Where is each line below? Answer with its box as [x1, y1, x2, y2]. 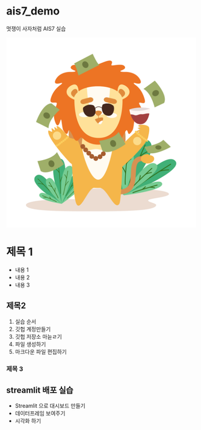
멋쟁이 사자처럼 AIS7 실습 [6, 25, 66, 32]
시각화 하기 [14, 417, 42, 425]
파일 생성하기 [14, 340, 46, 348]
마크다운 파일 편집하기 [14, 348, 67, 355]
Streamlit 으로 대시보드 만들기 [14, 402, 85, 409]
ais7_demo [6, 4, 60, 18]
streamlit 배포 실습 [6, 385, 73, 395]
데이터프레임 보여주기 [14, 409, 66, 417]
